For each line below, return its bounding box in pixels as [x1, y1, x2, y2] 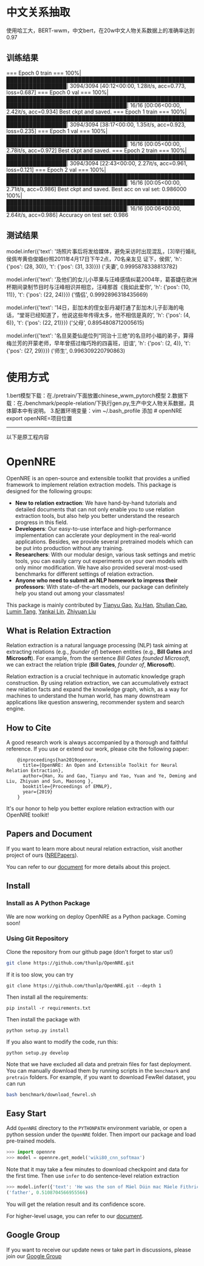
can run [6, 1080, 26, 1087]
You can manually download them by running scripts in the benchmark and [6, 1067, 190, 1074]
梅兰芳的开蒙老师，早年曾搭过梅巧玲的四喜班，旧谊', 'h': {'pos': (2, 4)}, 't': [6, 339, 191, 347]
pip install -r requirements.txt [6, 1005, 91, 1011]
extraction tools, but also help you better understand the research [15, 512, 180, 520]
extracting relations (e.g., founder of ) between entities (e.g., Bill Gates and [6, 648, 192, 656]
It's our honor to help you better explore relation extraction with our [6, 805, 175, 812]
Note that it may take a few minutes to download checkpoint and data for [6, 1166, 189, 1173]
